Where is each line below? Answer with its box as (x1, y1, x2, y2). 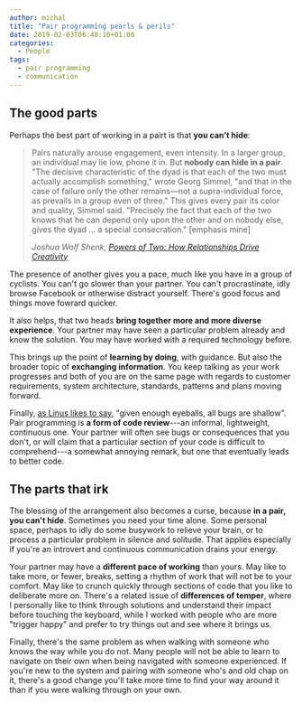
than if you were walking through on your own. (9, 684, 183, 696)
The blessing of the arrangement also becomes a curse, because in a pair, (9, 505, 287, 516)
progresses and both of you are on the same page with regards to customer (9, 371, 291, 381)
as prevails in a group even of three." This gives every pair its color (31, 195, 280, 206)
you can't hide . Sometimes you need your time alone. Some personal (9, 515, 268, 526)
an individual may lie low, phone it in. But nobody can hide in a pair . (31, 156, 284, 167)
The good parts (9, 106, 97, 121)
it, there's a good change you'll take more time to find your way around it (9, 675, 279, 686)
